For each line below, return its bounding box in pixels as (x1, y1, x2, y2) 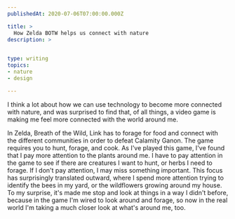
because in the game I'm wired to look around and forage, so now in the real (7, 196, 228, 204)
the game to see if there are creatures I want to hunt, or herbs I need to (7, 159, 213, 167)
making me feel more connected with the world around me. (7, 115, 179, 124)
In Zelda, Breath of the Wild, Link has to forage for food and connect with (7, 128, 219, 137)
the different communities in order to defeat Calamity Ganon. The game (7, 136, 214, 145)
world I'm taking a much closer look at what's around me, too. (7, 203, 186, 211)
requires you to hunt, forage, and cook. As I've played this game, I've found (7, 143, 225, 152)
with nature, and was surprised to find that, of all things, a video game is (7, 107, 216, 116)
